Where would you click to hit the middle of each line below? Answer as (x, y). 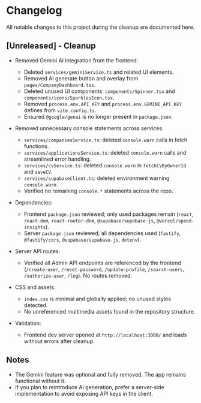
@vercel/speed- (175, 221)
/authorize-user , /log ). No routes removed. (78, 275)
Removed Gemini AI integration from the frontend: (76, 60)
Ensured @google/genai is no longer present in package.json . (98, 116)
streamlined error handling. (57, 159)
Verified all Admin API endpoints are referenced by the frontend (102, 263)
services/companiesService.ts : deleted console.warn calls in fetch (106, 140)
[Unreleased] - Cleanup (51, 46)
